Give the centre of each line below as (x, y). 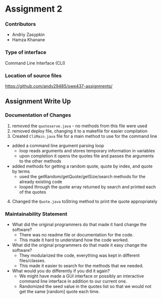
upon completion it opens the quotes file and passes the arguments (86, 156)
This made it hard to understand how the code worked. (74, 240)
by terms (21, 171)
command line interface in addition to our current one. (73, 281)
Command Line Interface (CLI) (35, 63)
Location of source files (33, 75)
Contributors (21, 24)
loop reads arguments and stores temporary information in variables (87, 150)
